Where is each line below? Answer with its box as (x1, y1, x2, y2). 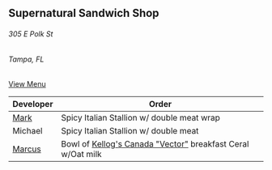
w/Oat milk (60, 149, 103, 160)
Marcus (12, 143, 42, 155)
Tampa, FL (8, 54, 45, 64)
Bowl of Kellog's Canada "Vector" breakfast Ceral (60, 138, 249, 150)
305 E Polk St (8, 28, 53, 39)
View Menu (8, 79, 46, 89)
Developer (12, 99, 53, 110)
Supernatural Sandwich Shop (8, 6, 159, 20)
